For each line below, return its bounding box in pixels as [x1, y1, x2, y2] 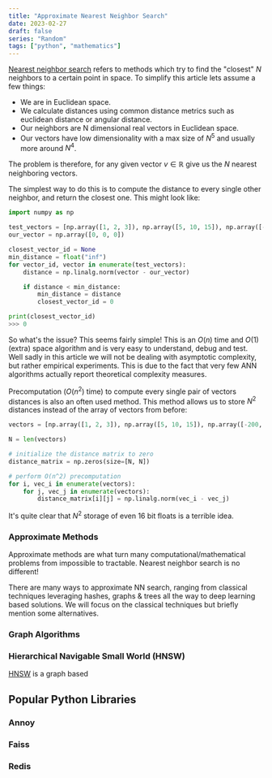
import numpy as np [8, 209, 74, 217]
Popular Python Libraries [8, 692, 137, 707]
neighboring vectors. [8, 168, 79, 179]
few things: [8, 82, 46, 92]
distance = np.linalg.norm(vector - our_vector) [23, 268, 190, 276]
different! [8, 567, 39, 577]
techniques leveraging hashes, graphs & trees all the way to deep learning [8, 591, 256, 601]
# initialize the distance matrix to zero [8, 450, 154, 458]
